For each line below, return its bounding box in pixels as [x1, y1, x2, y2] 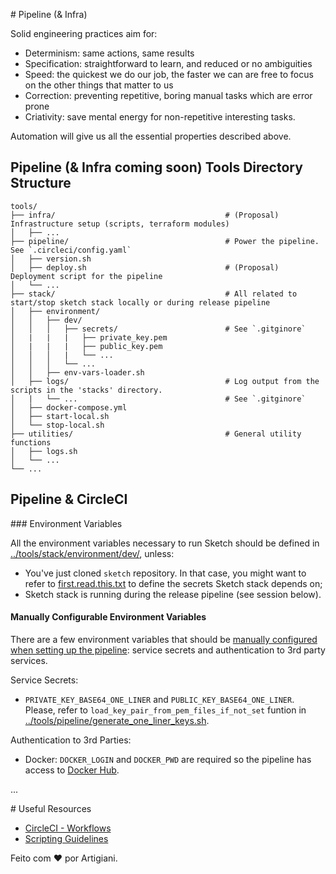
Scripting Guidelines [24, 832, 109, 844]
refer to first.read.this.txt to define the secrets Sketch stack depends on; [24, 577, 323, 589]
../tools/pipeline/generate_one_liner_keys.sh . [24, 714, 210, 726]
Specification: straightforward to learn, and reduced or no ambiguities [24, 58, 313, 69]
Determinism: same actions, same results [24, 47, 195, 59]
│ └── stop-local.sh [10, 420, 105, 430]
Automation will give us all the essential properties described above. [10, 130, 292, 142]
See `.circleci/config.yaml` [10, 245, 132, 255]
